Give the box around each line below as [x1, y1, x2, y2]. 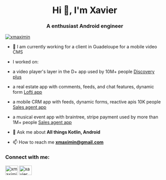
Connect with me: [5, 154, 50, 161]
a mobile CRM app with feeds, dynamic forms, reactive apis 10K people [12, 99, 161, 105]
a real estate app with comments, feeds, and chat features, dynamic [12, 84, 154, 90]
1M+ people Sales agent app [12, 119, 72, 126]
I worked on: [12, 59, 39, 65]
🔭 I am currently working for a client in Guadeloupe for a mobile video [12, 44, 157, 50]
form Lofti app [12, 89, 42, 95]
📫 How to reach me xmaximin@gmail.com [12, 139, 104, 145]
